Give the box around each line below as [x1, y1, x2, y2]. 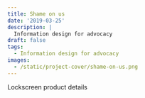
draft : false [7, 37, 46, 44]
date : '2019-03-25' [7, 17, 65, 24]
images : [7, 57, 31, 64]
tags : [7, 43, 23, 50]
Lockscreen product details [7, 82, 87, 91]
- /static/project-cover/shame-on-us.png [14, 63, 139, 70]
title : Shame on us [7, 10, 65, 18]
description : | [7, 23, 53, 31]
